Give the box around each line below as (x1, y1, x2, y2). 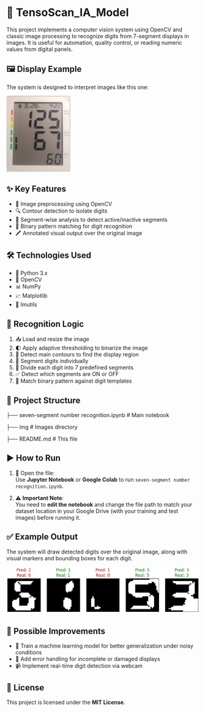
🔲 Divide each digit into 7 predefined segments (15, 364, 134, 371)
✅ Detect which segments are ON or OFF (15, 370, 119, 378)
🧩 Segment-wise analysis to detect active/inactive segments (15, 216, 168, 223)
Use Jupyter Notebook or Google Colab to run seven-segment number (15, 475, 190, 483)
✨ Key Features (6, 184, 66, 194)
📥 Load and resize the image (15, 335, 90, 343)
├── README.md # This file (6, 436, 78, 442)
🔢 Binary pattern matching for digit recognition (15, 222, 133, 230)
